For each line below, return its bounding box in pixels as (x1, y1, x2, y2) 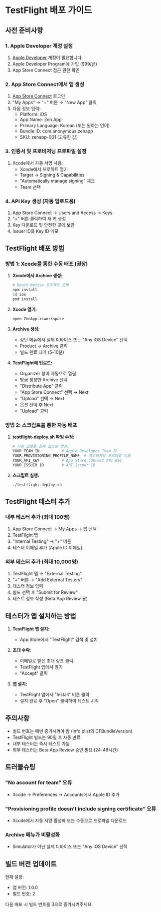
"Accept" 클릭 (19, 670, 48, 676)
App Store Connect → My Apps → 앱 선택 (12, 526, 97, 532)
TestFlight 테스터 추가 (5, 497, 71, 506)
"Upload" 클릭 (19, 408, 48, 414)
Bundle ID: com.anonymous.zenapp (19, 128, 93, 134)
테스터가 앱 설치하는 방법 (5, 611, 76, 620)
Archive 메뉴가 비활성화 (5, 831, 60, 838)
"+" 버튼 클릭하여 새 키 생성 (12, 216, 66, 222)
